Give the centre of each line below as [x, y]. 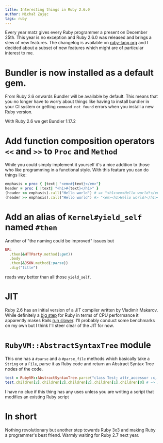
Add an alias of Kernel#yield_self [73, 217]
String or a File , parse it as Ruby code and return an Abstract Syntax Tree [80, 364]
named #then [31, 227]
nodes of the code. [24, 369]
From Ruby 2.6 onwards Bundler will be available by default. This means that [81, 96]
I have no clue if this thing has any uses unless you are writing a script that [80, 392]
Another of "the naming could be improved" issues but [59, 240]
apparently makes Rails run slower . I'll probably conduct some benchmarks [80, 320]
